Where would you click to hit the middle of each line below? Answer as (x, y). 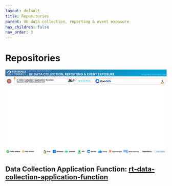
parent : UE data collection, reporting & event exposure (67, 21)
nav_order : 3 (19, 32)
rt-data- (142, 169)
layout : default (23, 11)
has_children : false (27, 27)
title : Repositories (27, 16)
